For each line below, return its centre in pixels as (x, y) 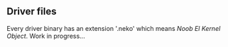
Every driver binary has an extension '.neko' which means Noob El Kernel (114, 28)
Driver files (32, 12)
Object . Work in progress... (46, 36)
